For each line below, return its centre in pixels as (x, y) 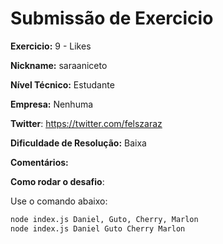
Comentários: (39, 162)
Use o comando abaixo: (59, 201)
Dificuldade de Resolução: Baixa (78, 143)
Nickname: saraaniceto (59, 65)
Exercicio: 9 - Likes (51, 46)
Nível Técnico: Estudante (62, 84)
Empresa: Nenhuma (52, 104)
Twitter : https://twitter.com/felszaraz (86, 123)
